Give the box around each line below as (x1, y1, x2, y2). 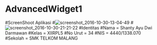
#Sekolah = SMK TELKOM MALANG (5, 35, 78, 41)
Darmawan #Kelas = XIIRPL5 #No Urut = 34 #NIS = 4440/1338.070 (5, 30, 141, 36)
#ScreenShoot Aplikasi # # (5, 20, 134, 25)
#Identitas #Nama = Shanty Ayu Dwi (78, 24, 153, 30)
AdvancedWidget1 (5, 3, 83, 15)
